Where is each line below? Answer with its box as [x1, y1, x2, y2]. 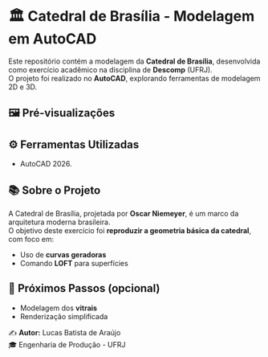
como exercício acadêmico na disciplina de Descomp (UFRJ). [8, 64, 213, 74]
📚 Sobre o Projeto [8, 183, 101, 197]
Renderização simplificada [19, 311, 108, 321]
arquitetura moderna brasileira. [8, 217, 111, 227]
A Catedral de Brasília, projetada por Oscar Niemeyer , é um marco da [8, 208, 239, 218]
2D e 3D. [8, 82, 38, 92]
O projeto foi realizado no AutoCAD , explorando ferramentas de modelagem [8, 73, 261, 83]
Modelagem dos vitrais [19, 303, 98, 313]
